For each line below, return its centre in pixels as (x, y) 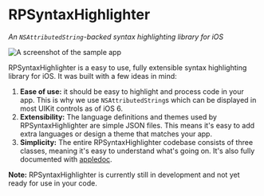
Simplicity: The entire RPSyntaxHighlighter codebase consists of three (136, 142)
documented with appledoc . (66, 159)
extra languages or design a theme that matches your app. (116, 134)
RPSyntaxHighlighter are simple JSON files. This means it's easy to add (137, 125)
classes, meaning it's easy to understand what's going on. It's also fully (137, 151)
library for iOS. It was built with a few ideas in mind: (93, 76)
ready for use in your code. (53, 183)
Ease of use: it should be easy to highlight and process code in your (132, 91)
